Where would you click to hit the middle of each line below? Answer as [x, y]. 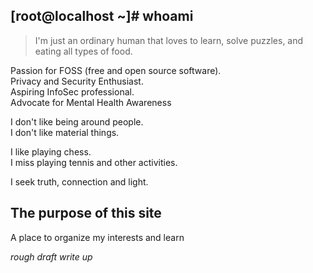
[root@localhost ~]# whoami [102, 16]
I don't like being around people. [77, 121]
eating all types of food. [83, 51]
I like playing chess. [51, 151]
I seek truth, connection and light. [79, 181]
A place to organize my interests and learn [97, 237]
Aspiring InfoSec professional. [72, 91]
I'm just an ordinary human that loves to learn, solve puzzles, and [169, 40]
